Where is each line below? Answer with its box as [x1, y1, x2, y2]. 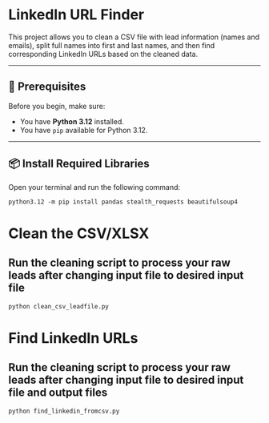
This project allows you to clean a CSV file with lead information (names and [8, 32, 260, 42]
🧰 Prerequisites [8, 80, 86, 94]
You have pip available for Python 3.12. [19, 125, 148, 135]
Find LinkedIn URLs [8, 328, 139, 347]
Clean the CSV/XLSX [8, 224, 150, 242]
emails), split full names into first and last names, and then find [8, 40, 215, 50]
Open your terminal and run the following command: [8, 182, 181, 191]
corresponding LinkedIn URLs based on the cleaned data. [8, 49, 199, 58]
